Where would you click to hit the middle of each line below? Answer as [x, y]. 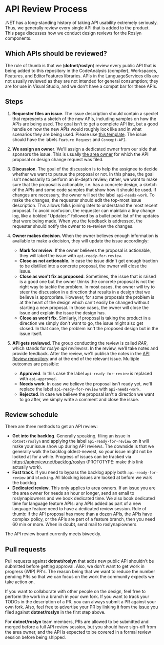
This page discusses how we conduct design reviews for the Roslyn [73, 33]
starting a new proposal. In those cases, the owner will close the [84, 308]
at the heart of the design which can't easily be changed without [84, 302]
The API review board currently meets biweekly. [53, 534]
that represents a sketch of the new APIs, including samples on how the [84, 119]
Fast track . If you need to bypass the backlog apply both [69, 472]
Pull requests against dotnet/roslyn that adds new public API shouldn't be [80, 561]
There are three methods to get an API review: [51, 427]
